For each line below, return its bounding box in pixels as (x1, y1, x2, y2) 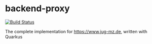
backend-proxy (5, 3, 70, 14)
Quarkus (5, 34, 23, 40)
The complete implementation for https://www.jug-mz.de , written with (5, 28, 148, 34)
